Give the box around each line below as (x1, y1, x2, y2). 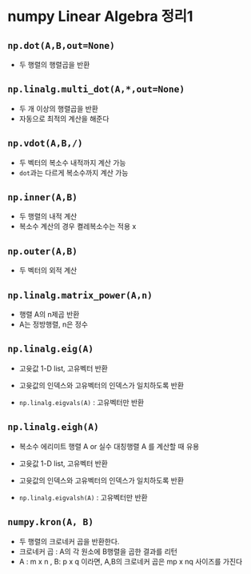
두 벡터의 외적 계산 (18, 266, 78, 275)
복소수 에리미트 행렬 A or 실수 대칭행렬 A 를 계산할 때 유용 (18, 441, 200, 451)
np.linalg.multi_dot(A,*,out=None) (7, 83, 185, 95)
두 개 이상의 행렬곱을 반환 (18, 103, 99, 113)
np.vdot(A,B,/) (7, 138, 83, 149)
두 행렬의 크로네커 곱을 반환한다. (18, 536, 120, 546)
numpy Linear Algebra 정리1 (7, 7, 193, 26)
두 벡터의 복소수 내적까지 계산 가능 (18, 158, 126, 167)
